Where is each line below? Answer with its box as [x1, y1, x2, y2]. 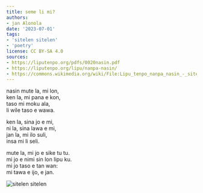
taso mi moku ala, [6, 100, 50, 108]
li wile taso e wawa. [6, 106, 56, 114]
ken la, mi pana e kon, [6, 94, 61, 101]
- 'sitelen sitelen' [6, 37, 59, 43]
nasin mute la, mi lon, [6, 87, 59, 94]
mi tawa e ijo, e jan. [6, 169, 54, 176]
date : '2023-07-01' [6, 25, 56, 32]
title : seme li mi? [6, 8, 56, 15]
